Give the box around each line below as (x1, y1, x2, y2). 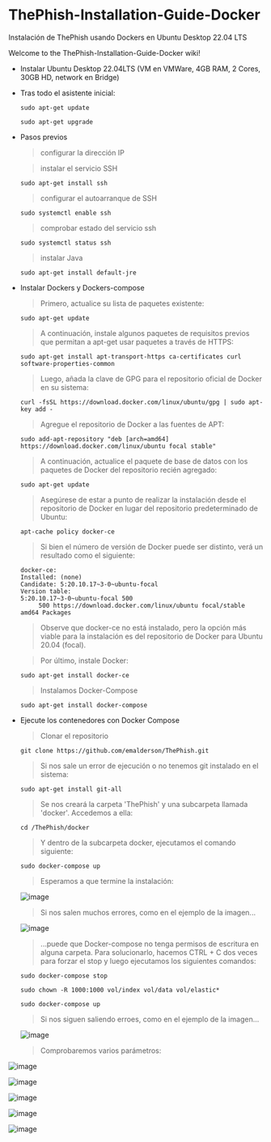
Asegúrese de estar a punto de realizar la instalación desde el (40, 495, 247, 504)
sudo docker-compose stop (19, 971, 108, 980)
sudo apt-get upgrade (19, 117, 93, 126)
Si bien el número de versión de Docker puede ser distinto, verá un (40, 541, 264, 551)
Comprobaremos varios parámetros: (40, 1046, 162, 1055)
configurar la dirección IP (40, 147, 125, 157)
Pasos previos (19, 132, 68, 142)
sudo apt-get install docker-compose (19, 701, 148, 709)
